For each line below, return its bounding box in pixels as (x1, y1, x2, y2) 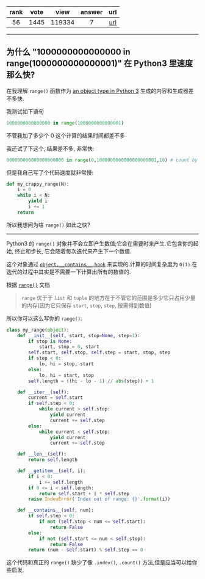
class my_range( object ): (6, 327, 70, 333)
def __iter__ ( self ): (17, 389, 70, 395)
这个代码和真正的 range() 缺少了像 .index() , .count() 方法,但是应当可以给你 (6, 559, 198, 566)
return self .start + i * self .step (38, 490, 130, 497)
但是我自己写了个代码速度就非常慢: (6, 169, 94, 176)
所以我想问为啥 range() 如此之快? (6, 221, 90, 228)
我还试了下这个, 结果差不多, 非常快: (6, 145, 95, 152)
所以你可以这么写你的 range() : (6, 315, 82, 322)
